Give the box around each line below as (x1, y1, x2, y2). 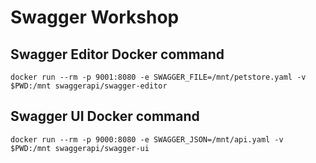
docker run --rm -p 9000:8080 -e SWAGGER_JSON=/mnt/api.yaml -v (10, 134, 284, 145)
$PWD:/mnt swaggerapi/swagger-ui (10, 143, 150, 153)
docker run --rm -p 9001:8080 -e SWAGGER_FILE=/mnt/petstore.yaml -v (10, 72, 307, 82)
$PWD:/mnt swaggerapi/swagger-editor (10, 81, 168, 91)
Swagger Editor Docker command (10, 46, 225, 63)
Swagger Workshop (10, 6, 180, 29)
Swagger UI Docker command (10, 108, 200, 125)
